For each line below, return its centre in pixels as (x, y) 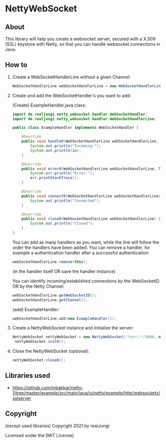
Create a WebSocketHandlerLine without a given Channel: (71, 77)
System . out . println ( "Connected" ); (66, 201)
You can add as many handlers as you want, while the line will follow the (86, 242)
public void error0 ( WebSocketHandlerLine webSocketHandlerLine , (89, 169)
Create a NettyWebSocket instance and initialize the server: (73, 328)
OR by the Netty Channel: (38, 286)
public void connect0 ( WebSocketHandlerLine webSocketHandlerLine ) (91, 196)
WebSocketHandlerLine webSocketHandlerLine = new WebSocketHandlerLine (87, 86)
